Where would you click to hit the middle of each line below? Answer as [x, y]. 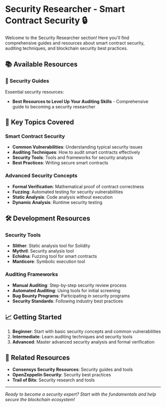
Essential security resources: [35, 92]
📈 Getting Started [33, 317]
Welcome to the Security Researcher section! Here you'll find [67, 38]
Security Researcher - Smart [65, 9]
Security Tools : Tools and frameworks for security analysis [73, 157]
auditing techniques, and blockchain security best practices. [67, 48]
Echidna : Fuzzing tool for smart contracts [55, 256]
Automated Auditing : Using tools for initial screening [66, 290]
